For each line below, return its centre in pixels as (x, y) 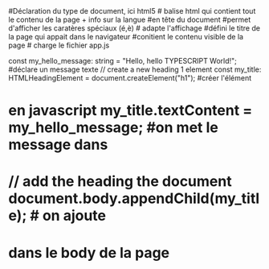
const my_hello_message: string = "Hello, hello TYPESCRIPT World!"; (122, 61)
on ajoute (74, 216)
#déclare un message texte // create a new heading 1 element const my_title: (135, 69)
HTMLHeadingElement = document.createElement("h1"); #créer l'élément (130, 78)
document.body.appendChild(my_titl (134, 199)
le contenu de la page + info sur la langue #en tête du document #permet (130, 19)
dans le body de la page (89, 252)
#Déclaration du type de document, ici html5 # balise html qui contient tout (132, 11)
